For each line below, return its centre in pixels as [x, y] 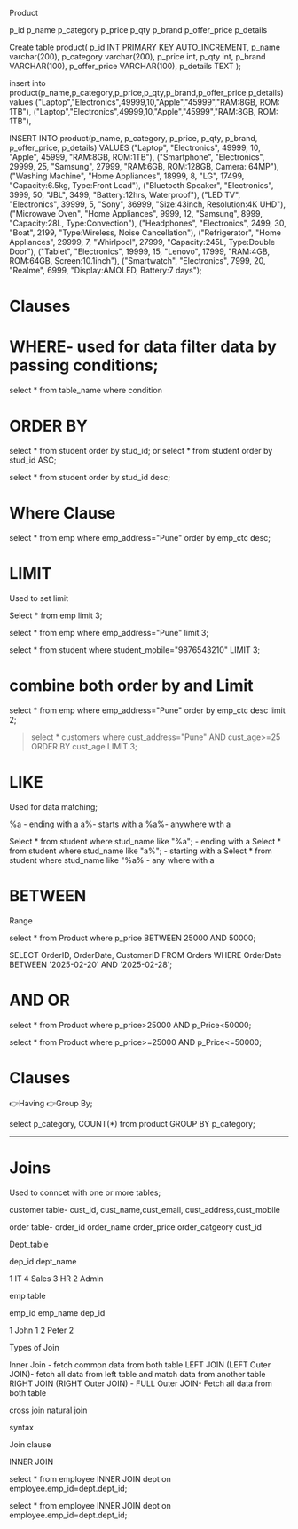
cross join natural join [48, 1410]
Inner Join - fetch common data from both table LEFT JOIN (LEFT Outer [140, 1364]
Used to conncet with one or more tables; [85, 1192]
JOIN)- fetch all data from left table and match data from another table [137, 1374]
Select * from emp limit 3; [56, 615]
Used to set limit [39, 598]
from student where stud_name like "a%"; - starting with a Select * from [141, 851]
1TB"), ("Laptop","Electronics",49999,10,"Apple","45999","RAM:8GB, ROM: [144, 111]
